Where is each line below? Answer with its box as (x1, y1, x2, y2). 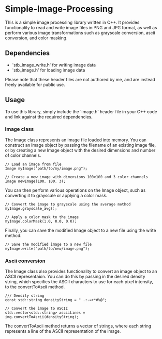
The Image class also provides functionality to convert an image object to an (5, 269, 157, 274)
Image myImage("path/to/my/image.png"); (5, 166, 88, 171)
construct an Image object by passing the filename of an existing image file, (5, 142, 156, 148)
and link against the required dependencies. (5, 114, 93, 119)
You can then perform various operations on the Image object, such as (5, 187, 146, 193)
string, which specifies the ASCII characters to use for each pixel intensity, (5, 279, 153, 285)
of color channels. (5, 152, 41, 158)
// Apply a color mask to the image (5, 215, 79, 220)
